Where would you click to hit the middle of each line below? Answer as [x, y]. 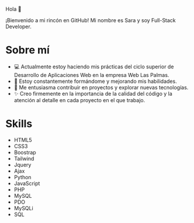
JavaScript [27, 183]
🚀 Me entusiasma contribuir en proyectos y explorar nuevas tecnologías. [101, 87]
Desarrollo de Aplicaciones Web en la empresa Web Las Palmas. [91, 75]
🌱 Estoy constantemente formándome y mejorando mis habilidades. [95, 81]
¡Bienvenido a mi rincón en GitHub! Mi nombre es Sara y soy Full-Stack [91, 20]
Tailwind [24, 158]
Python [22, 177]
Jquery [22, 165]
